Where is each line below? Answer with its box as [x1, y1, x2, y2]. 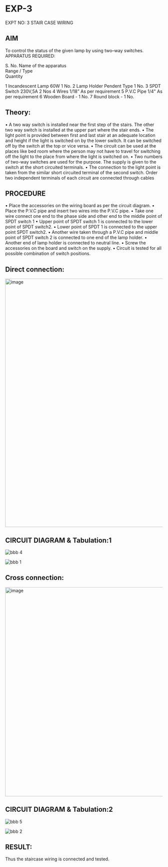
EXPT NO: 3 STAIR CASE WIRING [5, 20, 73, 26]
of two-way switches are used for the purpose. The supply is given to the [5, 159, 156, 165]
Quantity [5, 73, 23, 79]
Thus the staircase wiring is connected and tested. [5, 856, 109, 862]
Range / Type [5, 68, 33, 74]
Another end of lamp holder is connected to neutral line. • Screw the [5, 240, 146, 246]
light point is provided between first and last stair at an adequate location [5, 132, 156, 138]
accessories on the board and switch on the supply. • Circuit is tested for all [5, 245, 161, 251]
